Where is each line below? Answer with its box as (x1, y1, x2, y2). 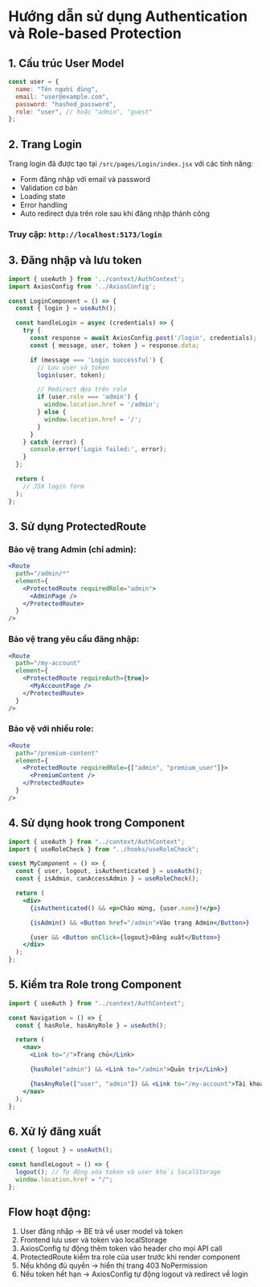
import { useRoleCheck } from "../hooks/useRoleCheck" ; (8, 845, 199, 853)
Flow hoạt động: (8, 1206, 91, 1219)
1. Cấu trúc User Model (8, 56, 125, 70)
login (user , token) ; (37, 370, 106, 379)
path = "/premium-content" (15, 749, 99, 757)
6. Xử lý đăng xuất (8, 1124, 102, 1138)
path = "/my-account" (15, 660, 81, 668)
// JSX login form (22, 482, 84, 490)
